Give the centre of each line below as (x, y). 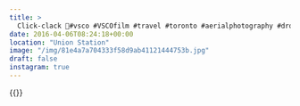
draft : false (33, 59)
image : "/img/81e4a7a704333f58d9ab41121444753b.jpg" (109, 51)
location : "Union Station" (59, 42)
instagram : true (39, 68)
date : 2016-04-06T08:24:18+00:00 (71, 34)
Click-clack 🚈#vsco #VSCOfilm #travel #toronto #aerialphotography (146, 26)
